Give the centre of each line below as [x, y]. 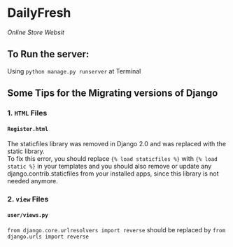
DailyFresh [39, 13]
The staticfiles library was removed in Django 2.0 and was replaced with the [116, 144]
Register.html [28, 129]
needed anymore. [33, 181]
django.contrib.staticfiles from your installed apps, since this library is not [113, 174]
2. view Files [28, 199]
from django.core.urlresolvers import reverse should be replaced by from [116, 230]
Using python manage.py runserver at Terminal [74, 71]
